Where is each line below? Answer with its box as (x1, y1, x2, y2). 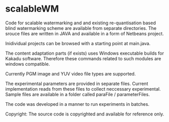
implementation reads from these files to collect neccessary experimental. (5, 86, 161, 92)
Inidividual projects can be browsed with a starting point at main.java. (5, 40, 151, 46)
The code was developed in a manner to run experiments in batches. (5, 101, 150, 107)
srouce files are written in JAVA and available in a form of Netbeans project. (5, 30, 164, 36)
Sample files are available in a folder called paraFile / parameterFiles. (5, 91, 150, 97)
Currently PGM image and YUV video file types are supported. (5, 70, 136, 76)
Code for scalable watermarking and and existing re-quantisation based (5, 20, 156, 26)
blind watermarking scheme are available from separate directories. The (5, 25, 157, 31)
